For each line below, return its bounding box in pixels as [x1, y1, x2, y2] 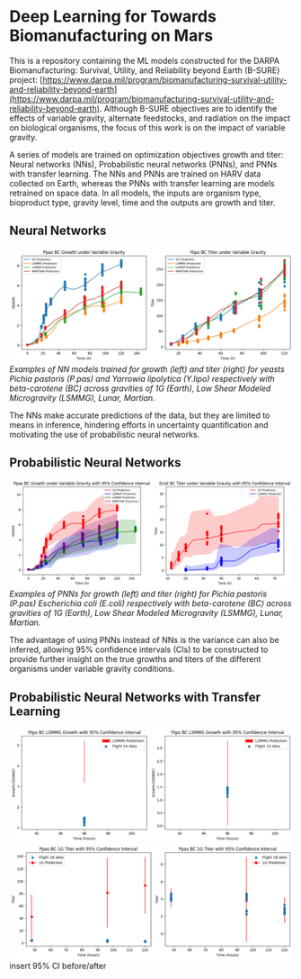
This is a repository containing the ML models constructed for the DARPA [9, 55, 280, 66]
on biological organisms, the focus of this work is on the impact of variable [9, 122, 286, 132]
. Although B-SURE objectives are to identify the [99, 103, 278, 113]
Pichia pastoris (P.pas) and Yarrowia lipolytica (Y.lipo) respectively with [9, 373, 276, 384]
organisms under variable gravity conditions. [9, 664, 175, 675]
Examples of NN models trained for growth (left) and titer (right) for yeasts [9, 363, 285, 375]
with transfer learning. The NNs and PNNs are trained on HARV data [9, 168, 261, 179]
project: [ [9, 74, 43, 85]
